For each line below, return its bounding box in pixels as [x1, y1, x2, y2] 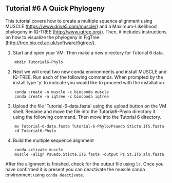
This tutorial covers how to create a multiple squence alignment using [5, 17, 152, 24]
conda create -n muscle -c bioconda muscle [14, 89, 109, 95]
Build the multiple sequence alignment [12, 137, 94, 143]
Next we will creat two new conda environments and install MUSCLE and [12, 68, 167, 75]
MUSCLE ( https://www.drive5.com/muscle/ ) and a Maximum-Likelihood [5, 23, 157, 29]
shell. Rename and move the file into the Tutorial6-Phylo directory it [12, 108, 156, 115]
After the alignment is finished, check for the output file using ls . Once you [5, 160, 164, 167]
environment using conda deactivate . [5, 172, 84, 178]
